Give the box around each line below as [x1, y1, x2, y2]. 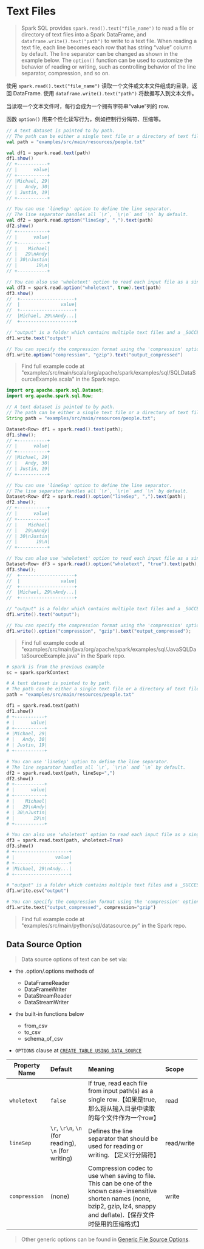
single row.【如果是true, [87, 1095, 157, 1103]
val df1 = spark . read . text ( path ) [6, 150, 91, 156]
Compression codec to [87, 1164, 153, 1172]
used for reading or [87, 1142, 143, 1150]
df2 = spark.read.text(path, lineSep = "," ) [6, 770, 115, 776]
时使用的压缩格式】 [87, 1219, 143, 1228]
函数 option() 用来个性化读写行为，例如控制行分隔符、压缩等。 [6, 115, 165, 123]
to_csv [24, 1028, 41, 1036]
